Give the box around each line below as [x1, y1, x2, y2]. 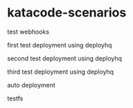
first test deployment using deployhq [7, 41, 112, 49]
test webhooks [7, 28, 50, 36]
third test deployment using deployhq [7, 67, 114, 76]
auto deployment [7, 80, 55, 89]
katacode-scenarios [7, 5, 127, 21]
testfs [7, 94, 24, 102]
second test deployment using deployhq [7, 54, 123, 63]
